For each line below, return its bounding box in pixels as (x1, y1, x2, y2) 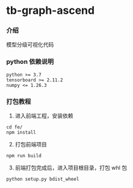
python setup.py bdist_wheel (6, 176, 79, 183)
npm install (6, 130, 36, 136)
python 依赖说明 (6, 58, 54, 66)
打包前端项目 (14, 141, 47, 148)
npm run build (6, 153, 42, 159)
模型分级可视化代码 (6, 41, 54, 48)
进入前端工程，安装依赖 (14, 112, 73, 119)
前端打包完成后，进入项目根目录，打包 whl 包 (14, 164, 128, 172)
